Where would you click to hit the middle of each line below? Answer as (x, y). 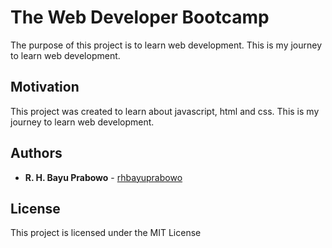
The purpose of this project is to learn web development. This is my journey (166, 45)
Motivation (45, 87)
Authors (36, 153)
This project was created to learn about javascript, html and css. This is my (165, 111)
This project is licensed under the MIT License (106, 233)
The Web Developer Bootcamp (140, 17)
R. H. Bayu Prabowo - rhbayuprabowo (103, 177)
